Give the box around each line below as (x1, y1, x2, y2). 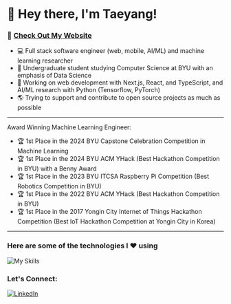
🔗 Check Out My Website (7, 31, 92, 41)
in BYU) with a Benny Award (16, 164, 98, 173)
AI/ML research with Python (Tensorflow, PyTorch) (16, 86, 160, 94)
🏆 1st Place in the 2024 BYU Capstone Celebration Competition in (16, 137, 206, 145)
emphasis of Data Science (16, 72, 91, 80)
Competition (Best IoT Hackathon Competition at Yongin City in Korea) (16, 217, 216, 226)
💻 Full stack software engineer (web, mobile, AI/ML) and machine (16, 47, 205, 55)
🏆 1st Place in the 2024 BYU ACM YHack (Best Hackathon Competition (16, 155, 220, 163)
